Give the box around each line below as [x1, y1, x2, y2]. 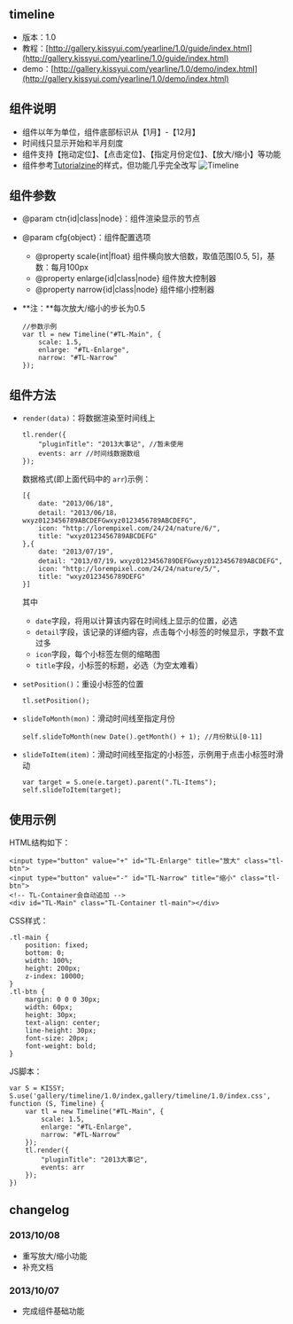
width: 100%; [25, 957, 73, 966]
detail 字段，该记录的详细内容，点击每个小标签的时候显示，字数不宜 [35, 627, 285, 638]
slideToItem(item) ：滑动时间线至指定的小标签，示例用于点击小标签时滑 [21, 749, 284, 760]
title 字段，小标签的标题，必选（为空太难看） [35, 660, 204, 670]
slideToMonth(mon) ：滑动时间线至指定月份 [21, 713, 175, 724]
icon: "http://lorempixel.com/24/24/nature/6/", [38, 524, 221, 533]
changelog [9, 1203, 70, 1218]
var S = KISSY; [9, 1084, 66, 1093]
